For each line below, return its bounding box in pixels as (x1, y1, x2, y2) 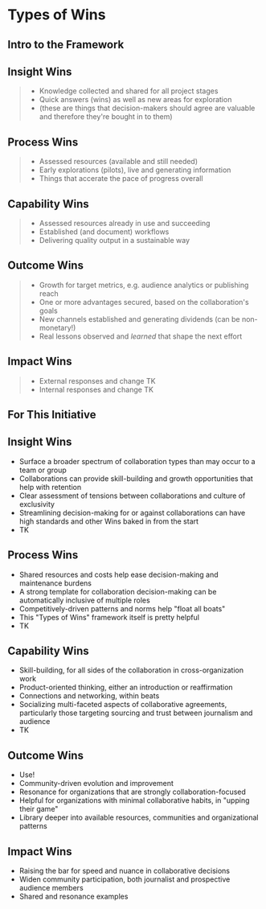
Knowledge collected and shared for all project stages (39, 86, 219, 96)
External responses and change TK (39, 376, 156, 385)
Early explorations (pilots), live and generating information (39, 165, 231, 175)
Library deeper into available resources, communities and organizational (18, 812, 259, 822)
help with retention (18, 482, 82, 492)
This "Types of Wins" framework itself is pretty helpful (18, 612, 200, 622)
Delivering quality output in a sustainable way (39, 236, 190, 245)
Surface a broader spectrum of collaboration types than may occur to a (18, 456, 256, 466)
